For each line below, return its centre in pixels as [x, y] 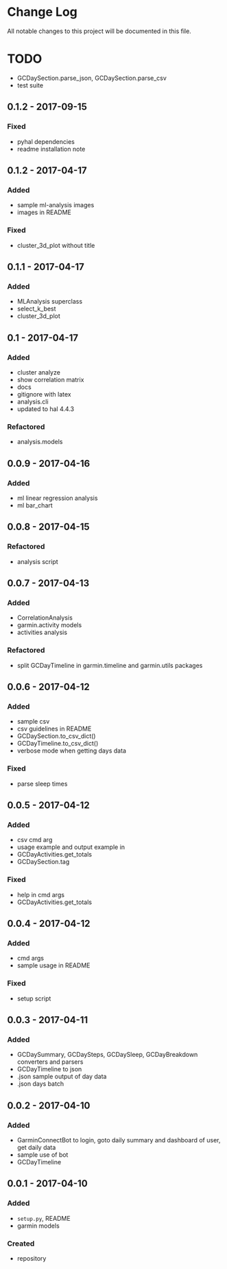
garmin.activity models [49, 625]
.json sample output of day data [62, 1077]
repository [32, 1258]
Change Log [42, 12]
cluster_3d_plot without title [56, 245]
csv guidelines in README [54, 729]
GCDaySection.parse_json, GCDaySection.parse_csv [92, 78]
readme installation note [51, 149]
